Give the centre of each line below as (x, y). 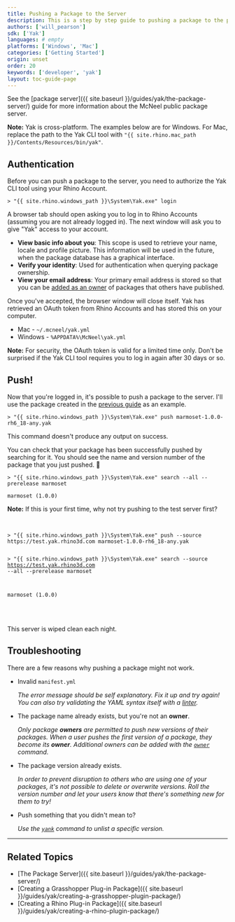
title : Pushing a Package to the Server (67, 14)
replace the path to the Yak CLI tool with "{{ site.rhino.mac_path (102, 135)
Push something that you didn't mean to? (77, 815)
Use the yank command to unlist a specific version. (91, 828)
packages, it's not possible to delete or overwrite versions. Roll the (113, 786)
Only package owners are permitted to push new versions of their (113, 729)
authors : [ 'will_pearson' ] (47, 27)
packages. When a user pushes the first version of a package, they (115, 737)
